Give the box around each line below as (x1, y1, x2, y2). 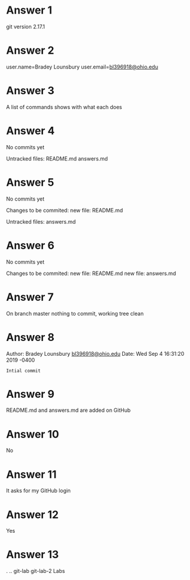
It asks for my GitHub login (6, 487, 71, 494)
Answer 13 (6, 548, 59, 561)
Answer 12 (6, 508, 59, 521)
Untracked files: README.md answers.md (6, 155, 108, 162)
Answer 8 (6, 330, 55, 344)
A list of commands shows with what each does (6, 103, 122, 110)
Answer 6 (6, 238, 55, 252)
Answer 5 (6, 175, 54, 189)
